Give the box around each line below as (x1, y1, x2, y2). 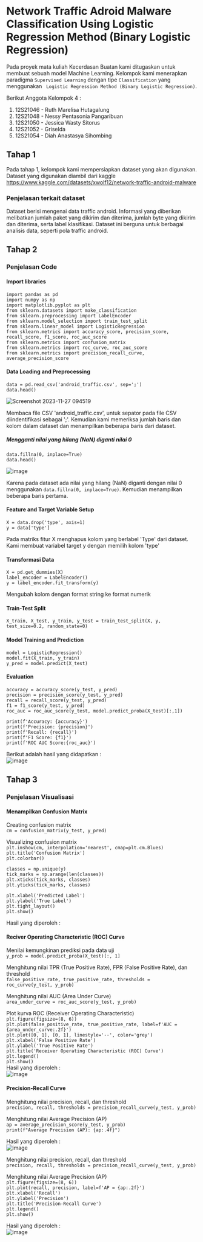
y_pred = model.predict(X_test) (6, 660, 88, 666)
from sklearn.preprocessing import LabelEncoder (6, 312, 131, 319)
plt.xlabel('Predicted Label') (6, 892, 85, 899)
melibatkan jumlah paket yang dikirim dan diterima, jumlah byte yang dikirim (6, 214, 196, 221)
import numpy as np (6, 297, 56, 303)
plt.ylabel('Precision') (6, 1195, 69, 1201)
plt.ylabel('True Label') (6, 898, 72, 904)
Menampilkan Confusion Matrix (6, 807, 88, 815)
